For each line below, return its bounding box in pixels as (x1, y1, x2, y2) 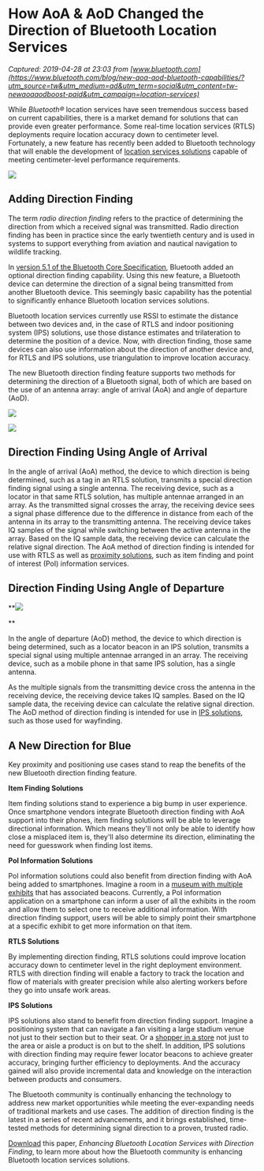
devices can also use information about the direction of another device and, (8, 344, 255, 354)
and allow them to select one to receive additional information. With (8, 905, 227, 914)
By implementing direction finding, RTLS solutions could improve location (8, 952, 246, 961)
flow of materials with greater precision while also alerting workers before (8, 977, 248, 987)
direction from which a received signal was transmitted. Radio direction (8, 221, 239, 231)
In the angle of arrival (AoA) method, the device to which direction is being (8, 467, 250, 476)
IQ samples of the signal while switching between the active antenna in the (8, 525, 251, 534)
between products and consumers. (8, 1075, 122, 1084)
